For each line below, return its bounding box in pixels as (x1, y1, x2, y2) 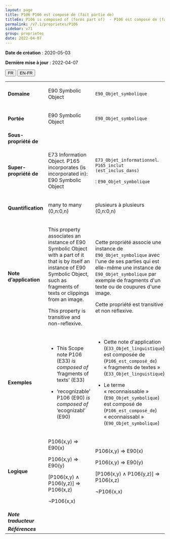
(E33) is (56, 357, 76, 364)
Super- (8, 163, 26, 171)
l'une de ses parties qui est (95, 257, 159, 264)
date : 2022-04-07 (5, 36, 42, 41)
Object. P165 (48, 157, 80, 164)
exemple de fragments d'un (95, 277, 161, 284)
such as (48, 277, 67, 284)
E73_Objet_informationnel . (95, 156, 159, 163)
